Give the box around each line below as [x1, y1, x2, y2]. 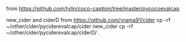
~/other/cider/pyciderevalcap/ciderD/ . [6, 29, 100, 36]
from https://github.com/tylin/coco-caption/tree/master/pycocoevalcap [6, 5, 180, 12]
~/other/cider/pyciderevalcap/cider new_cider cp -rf [6, 23, 133, 30]
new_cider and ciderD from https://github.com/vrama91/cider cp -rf [6, 17, 171, 23]
